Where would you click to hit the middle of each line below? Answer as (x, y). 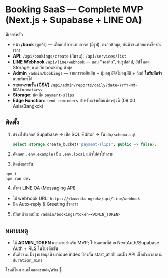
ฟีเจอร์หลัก (14, 34)
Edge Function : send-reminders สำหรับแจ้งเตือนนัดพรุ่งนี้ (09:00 (74, 100)
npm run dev (18, 178)
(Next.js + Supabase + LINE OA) (74, 20)
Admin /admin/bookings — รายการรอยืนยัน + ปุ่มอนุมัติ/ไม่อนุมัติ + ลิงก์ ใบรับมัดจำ (87, 73)
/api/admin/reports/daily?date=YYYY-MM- (94, 85)
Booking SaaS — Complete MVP (74, 9)
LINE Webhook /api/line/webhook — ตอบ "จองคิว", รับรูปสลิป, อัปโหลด (81, 62)
